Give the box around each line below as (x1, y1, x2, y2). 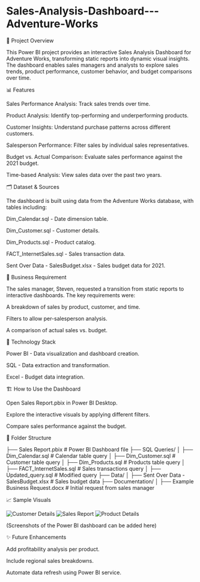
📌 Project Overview (6, 37, 54, 44)
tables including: (6, 203, 47, 211)
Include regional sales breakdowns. (6, 557, 94, 564)
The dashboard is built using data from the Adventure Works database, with (6, 197, 194, 204)
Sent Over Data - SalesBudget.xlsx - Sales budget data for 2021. (6, 262, 166, 269)
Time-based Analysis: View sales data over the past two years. (6, 171, 162, 178)
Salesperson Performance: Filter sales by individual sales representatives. (6, 141, 189, 149)
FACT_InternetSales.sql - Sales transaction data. (6, 250, 126, 257)
